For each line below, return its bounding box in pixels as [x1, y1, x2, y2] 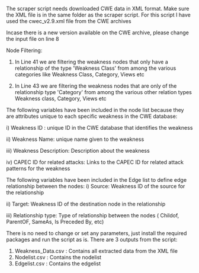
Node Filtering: [6, 47, 43, 54]
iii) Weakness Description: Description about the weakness [6, 147, 150, 154]
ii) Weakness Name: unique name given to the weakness [6, 136, 145, 143]
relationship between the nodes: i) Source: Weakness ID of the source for [6, 183, 185, 190]
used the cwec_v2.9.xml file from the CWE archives [6, 18, 131, 24]
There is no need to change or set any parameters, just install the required [6, 230, 187, 236]
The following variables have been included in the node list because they [6, 107, 184, 113]
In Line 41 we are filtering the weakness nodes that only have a [14, 59, 169, 65]
